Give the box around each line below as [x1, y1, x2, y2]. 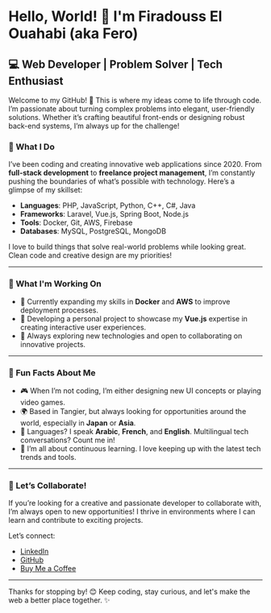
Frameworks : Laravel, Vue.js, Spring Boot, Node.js [19, 209, 190, 219]
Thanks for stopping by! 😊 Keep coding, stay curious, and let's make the [8, 587, 251, 597]
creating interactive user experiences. [19, 322, 147, 332]
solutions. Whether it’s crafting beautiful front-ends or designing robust [8, 113, 245, 122]
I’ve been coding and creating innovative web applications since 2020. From [8, 159, 262, 169]
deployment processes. [19, 305, 99, 315]
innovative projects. [19, 339, 86, 349]
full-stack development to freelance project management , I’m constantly [8, 168, 256, 178]
